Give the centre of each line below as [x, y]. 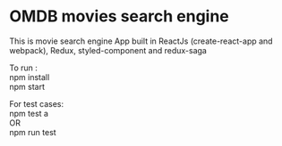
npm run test [33, 132]
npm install [30, 77]
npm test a [29, 113]
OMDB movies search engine [120, 16]
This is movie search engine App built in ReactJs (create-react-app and [141, 41]
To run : [24, 68]
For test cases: [37, 103]
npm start [27, 86]
